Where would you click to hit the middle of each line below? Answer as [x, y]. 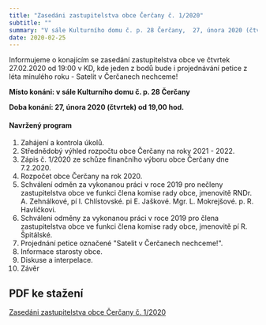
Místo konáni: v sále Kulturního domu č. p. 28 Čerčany [99, 92]
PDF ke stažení [46, 293]
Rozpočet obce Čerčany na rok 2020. [81, 176]
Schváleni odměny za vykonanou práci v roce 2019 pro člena [120, 219]
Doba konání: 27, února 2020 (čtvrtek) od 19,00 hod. [97, 107]
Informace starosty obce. [62, 252]
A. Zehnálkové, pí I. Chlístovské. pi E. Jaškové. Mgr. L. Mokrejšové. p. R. [137, 201]
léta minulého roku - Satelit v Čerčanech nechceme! [94, 77]
